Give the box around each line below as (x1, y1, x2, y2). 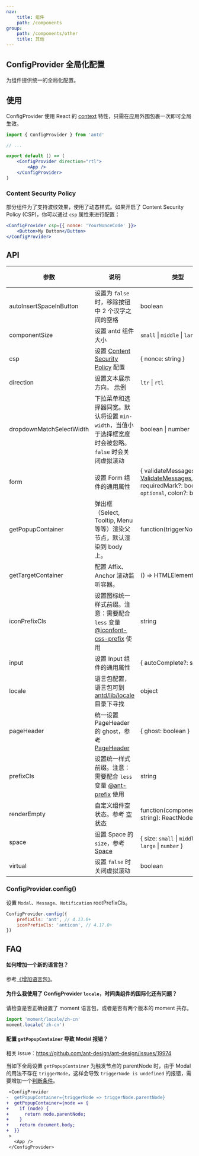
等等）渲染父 (94, 525, 131, 533)
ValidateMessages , (140, 474, 194, 482)
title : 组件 (17, 14, 44, 20)
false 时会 (94, 448, 124, 456)
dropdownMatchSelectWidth (9, 425, 89, 434)
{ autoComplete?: (140, 659, 188, 667)
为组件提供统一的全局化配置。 (6, 77, 79, 84)
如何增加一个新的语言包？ (6, 961, 69, 969)
